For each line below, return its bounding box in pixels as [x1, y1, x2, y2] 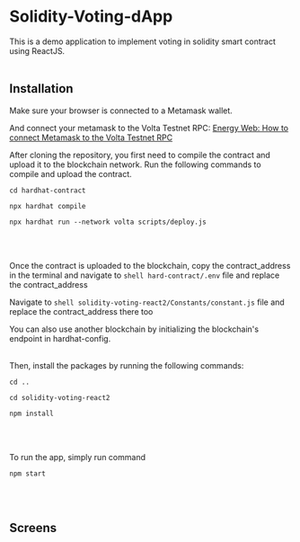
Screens [9, 520, 57, 536]
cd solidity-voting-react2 [9, 393, 110, 402]
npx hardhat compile [9, 201, 87, 210]
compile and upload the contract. [9, 168, 132, 179]
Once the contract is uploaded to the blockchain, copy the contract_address [9, 260, 291, 271]
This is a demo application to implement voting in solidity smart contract [9, 36, 277, 47]
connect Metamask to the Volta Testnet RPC [9, 132, 173, 143]
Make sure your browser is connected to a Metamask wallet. [9, 105, 234, 116]
